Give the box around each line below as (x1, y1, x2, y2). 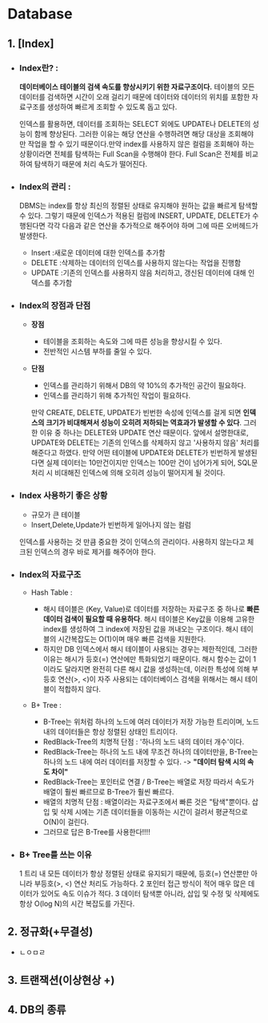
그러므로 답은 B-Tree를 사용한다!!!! (42, 827, 151, 837)
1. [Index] (7, 37, 54, 51)
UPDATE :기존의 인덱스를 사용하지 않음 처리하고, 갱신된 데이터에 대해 (30, 268, 246, 277)
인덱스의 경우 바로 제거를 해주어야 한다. (34, 547, 157, 556)
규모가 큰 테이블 (30, 510, 81, 520)
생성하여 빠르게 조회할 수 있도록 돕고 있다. (46, 102, 178, 111)
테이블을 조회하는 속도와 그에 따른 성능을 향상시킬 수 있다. (42, 337, 222, 346)
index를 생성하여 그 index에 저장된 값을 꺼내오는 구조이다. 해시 (42, 625, 239, 634)
